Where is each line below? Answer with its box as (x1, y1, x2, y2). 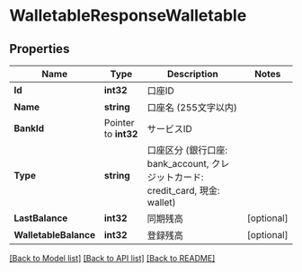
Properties (9, 41, 70, 57)
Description (166, 68, 218, 80)
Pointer (103, 117, 135, 128)
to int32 (103, 127, 138, 140)
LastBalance (13, 212, 68, 224)
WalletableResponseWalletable (9, 5, 247, 26)
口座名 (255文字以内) (147, 101, 238, 113)
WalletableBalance (13, 229, 96, 241)
